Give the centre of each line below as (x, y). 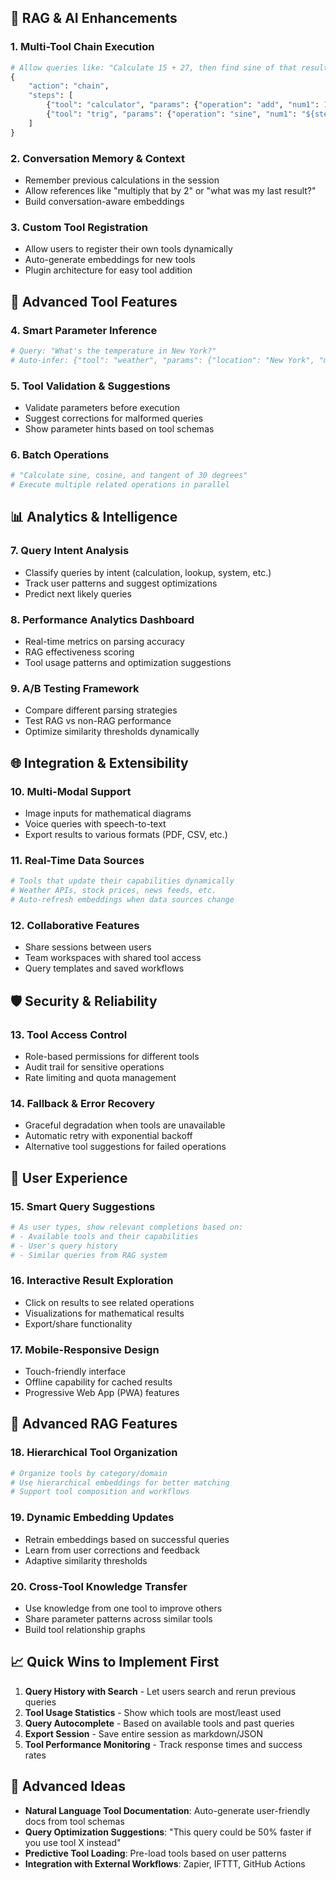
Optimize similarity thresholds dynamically (112, 732)
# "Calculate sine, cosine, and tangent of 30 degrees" (129, 476)
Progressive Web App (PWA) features (102, 1393)
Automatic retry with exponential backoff (108, 1136)
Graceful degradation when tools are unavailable (125, 1125)
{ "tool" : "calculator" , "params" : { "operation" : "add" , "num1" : (183, 105)
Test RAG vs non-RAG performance (98, 721)
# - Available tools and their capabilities (104, 1236)
